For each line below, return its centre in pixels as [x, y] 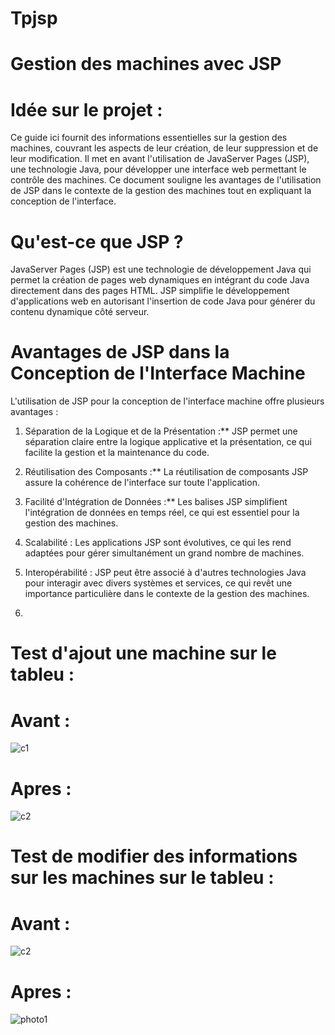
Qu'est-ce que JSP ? [97, 241]
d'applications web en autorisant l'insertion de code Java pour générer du [163, 301]
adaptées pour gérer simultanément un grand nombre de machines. [164, 553]
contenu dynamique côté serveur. [80, 312]
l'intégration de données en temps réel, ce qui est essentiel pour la [162, 513]
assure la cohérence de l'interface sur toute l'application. [142, 483]
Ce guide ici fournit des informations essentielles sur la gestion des [149, 138]
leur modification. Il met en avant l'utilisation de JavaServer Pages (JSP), [160, 159]
